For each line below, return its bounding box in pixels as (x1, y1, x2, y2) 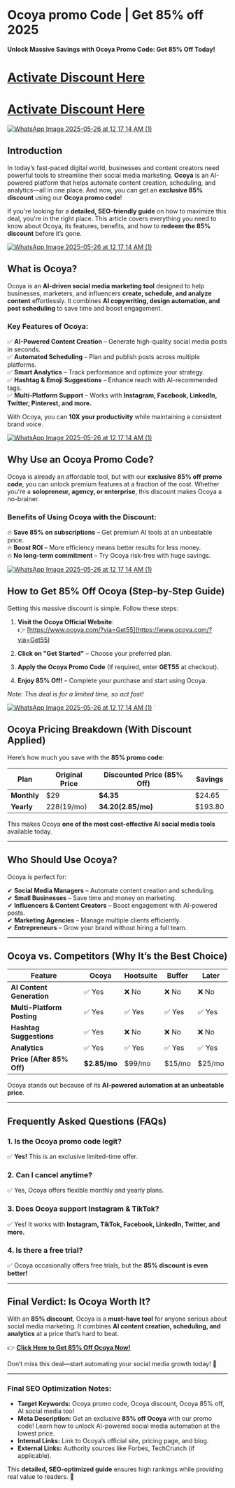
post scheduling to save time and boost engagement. (7, 304, 163, 312)
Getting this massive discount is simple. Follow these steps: (7, 604, 179, 612)
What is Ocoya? (7, 263, 78, 275)
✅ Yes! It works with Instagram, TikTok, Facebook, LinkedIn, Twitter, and (7, 1220, 220, 1228)
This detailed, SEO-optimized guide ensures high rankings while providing (7, 1465, 224, 1473)
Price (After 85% (10, 1054, 69, 1064)
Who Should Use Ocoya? (7, 854, 117, 866)
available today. (7, 827, 52, 836)
